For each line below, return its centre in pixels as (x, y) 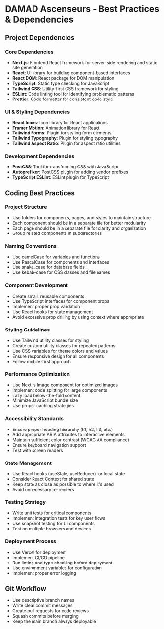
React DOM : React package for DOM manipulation (63, 78)
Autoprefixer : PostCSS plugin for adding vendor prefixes (70, 172)
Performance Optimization (38, 374)
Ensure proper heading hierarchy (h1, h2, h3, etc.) (63, 429)
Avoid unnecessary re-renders (43, 489)
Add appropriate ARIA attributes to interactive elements (68, 434)
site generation (28, 67)
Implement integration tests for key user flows (59, 518)
